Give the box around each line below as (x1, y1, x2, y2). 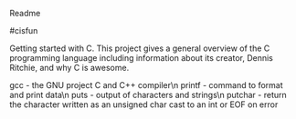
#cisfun (9, 25, 38, 35)
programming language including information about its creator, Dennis (9, 53, 274, 63)
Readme (9, 8, 41, 18)
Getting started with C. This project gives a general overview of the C (9, 43, 270, 54)
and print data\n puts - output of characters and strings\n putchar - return (9, 90, 288, 100)
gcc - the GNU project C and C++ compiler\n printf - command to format (9, 80, 283, 90)
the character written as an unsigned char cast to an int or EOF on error (9, 99, 279, 110)
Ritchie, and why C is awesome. (9, 63, 130, 73)
